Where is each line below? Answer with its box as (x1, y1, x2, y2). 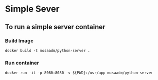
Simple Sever (5, 3, 60, 15)
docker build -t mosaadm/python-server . (5, 48, 90, 53)
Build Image (5, 37, 34, 44)
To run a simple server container (5, 23, 105, 31)
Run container (5, 59, 39, 66)
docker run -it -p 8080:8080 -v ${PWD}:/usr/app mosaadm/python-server (5, 70, 153, 76)
